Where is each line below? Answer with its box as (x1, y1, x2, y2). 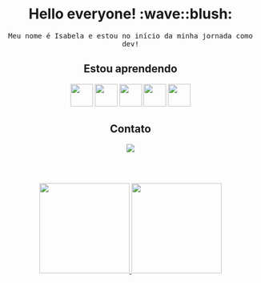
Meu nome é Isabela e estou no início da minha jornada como (7, 31, 254, 40)
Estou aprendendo (83, 62, 178, 76)
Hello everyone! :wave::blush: (28, 5, 233, 23)
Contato (110, 122, 151, 136)
